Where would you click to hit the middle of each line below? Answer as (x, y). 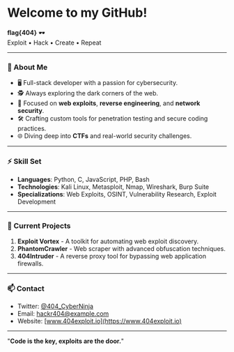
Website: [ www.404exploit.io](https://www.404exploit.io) (100, 321)
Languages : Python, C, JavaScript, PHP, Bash (83, 179)
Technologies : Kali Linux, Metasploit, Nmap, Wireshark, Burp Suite (113, 187)
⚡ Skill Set (24, 162)
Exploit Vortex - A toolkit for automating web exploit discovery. (108, 241)
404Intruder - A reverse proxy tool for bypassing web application (112, 256)
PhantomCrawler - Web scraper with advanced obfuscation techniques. (122, 248)
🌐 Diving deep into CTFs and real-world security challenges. (104, 136)
